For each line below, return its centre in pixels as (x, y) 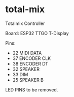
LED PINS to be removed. (32, 89)
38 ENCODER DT (30, 63)
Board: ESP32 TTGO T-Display (37, 33)
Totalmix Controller (25, 23)
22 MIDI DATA (27, 53)
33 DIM (20, 74)
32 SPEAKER (26, 69)
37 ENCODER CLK (32, 58)
